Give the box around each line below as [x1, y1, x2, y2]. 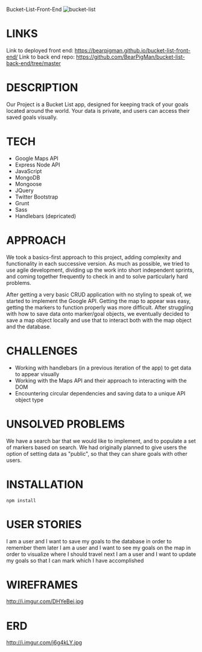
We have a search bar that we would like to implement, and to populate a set [6, 437, 196, 444]
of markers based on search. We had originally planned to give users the [6, 444, 187, 451]
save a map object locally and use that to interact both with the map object [6, 316, 192, 324]
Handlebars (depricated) [14, 212, 77, 220]
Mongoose [14, 180, 42, 187]
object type [14, 396, 44, 403]
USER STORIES [6, 517, 82, 531]
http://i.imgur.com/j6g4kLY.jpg [6, 639, 83, 646]
